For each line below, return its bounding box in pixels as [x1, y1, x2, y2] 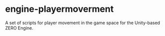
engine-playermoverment [5, 3, 114, 15]
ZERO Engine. [5, 25, 34, 31]
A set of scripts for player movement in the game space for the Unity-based [5, 20, 161, 26]
